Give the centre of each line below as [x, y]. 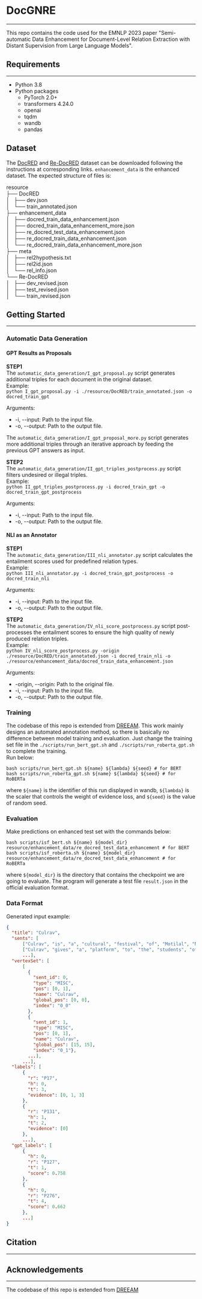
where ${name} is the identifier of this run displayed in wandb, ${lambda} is [98, 790]
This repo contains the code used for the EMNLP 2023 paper [82, 32]
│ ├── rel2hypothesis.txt [39, 257]
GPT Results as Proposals [39, 353]
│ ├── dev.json [27, 200]
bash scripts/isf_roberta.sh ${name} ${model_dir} [71, 853]
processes [19, 632]
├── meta [19, 251]
